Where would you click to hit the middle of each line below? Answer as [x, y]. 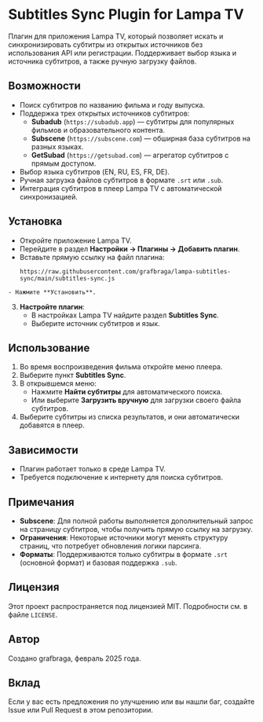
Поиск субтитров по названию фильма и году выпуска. [112, 104]
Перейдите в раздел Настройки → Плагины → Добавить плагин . [130, 248]
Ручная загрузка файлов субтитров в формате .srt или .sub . [121, 180]
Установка [35, 222]
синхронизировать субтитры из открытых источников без [106, 44]
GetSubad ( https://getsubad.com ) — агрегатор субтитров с [130, 155]
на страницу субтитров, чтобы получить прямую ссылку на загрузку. [136, 529]
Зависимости [43, 450]
